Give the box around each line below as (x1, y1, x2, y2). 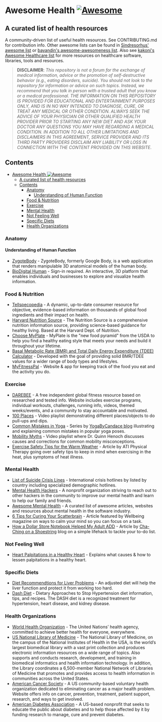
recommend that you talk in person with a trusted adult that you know (16, 88, 157, 93)
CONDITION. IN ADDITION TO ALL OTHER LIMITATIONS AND (16, 129, 139, 134)
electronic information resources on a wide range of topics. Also (12, 650, 140, 655)
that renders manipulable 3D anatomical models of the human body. (12, 263, 147, 269)
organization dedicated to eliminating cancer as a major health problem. (12, 686, 156, 691)
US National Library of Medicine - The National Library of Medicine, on (12, 634, 153, 640)
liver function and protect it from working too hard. (12, 585, 113, 591)
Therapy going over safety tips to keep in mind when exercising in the (12, 449, 151, 454)
